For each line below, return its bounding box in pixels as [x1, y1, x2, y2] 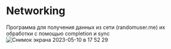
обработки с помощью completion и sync [6, 30, 110, 37]
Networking [6, 4, 66, 18]
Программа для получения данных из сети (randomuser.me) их [6, 24, 166, 31]
